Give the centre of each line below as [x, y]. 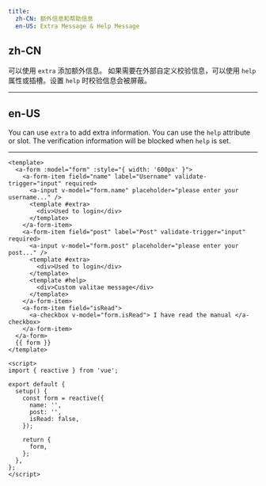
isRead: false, [54, 420]
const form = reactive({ [63, 399]
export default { [37, 385]
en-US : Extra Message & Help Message [78, 26]
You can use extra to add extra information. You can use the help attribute [129, 133]
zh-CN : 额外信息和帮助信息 [54, 19]
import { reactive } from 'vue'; [63, 371]
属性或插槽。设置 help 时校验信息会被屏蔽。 [80, 81]
